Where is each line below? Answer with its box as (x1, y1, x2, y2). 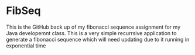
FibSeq (6, 4, 41, 18)
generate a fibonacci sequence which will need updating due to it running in (6, 36, 190, 43)
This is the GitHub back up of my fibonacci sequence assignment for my (6, 23, 181, 30)
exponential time (6, 42, 46, 49)
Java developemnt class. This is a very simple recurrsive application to (6, 29, 177, 36)
